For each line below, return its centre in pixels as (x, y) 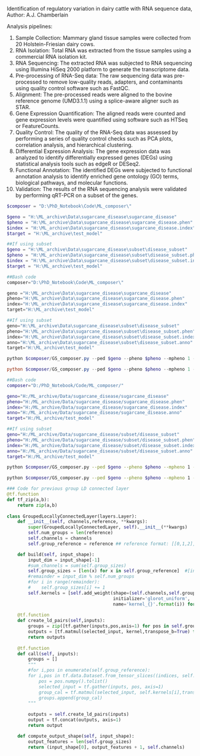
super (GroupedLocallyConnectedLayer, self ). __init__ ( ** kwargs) (108, 527)
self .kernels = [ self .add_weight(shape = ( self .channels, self (104, 593)
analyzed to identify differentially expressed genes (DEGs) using (94, 157)
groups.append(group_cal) (70, 698)
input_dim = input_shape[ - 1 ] (64, 560)
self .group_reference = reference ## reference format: (99, 544)
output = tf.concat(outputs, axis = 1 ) (74, 720)
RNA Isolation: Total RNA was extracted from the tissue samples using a (103, 50)
